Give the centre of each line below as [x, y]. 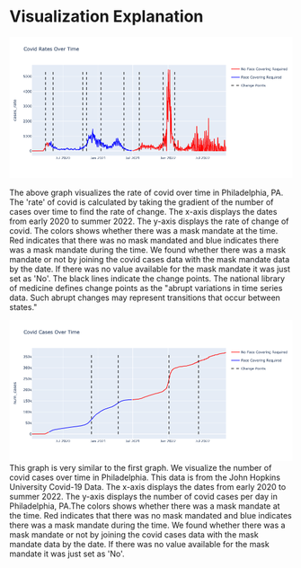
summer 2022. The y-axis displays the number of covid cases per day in [144, 496]
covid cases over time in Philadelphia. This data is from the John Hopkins [145, 477]
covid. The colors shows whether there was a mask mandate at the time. [144, 230]
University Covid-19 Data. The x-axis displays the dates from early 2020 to [148, 486]
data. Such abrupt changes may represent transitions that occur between [145, 297]
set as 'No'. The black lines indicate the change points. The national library [147, 278]
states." [23, 306]
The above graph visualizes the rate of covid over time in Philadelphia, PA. [146, 192]
